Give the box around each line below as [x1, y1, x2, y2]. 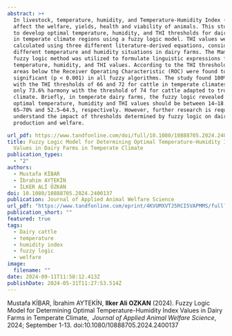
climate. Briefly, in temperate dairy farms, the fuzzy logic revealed [13, 94, 224, 101]
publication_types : [7, 151, 64, 158]
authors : [7, 164, 32, 171]
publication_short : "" [7, 209, 72, 216]
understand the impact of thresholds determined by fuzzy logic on [13, 113, 212, 120]
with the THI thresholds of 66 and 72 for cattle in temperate [13, 81, 199, 88]
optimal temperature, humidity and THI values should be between [13, 100, 206, 107]
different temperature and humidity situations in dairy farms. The [13, 49, 215, 56]
